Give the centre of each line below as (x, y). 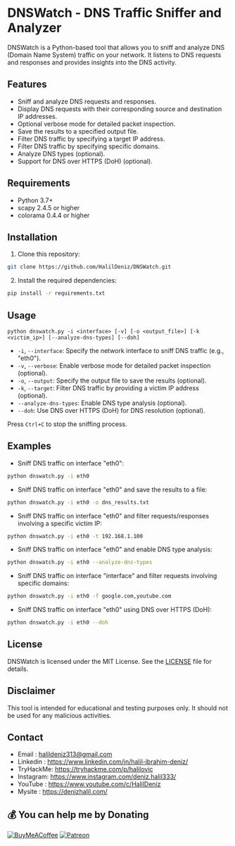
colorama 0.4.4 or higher (53, 215)
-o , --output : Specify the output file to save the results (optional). (112, 380)
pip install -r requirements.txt (56, 293)
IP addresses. (37, 116)
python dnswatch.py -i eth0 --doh (58, 623)
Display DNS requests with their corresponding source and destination (120, 109)
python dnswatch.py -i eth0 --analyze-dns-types (80, 563)
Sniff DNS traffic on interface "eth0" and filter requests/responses (113, 515)
